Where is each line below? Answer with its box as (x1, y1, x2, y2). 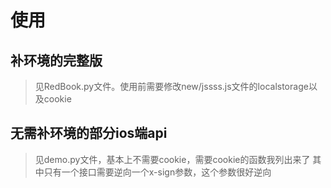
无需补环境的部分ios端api (10, 125, 168, 142)
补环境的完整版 (10, 52, 103, 69)
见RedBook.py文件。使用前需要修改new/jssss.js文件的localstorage (34, 81, 309, 92)
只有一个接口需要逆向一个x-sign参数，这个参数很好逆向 (43, 166, 272, 178)
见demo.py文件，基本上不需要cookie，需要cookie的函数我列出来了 (34, 153, 311, 165)
